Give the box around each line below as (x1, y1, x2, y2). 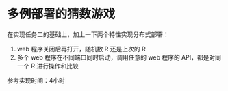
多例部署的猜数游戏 (7, 6, 116, 22)
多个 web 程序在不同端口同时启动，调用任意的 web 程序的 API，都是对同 (16, 53, 221, 62)
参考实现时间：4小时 (7, 76, 66, 84)
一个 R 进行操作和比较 (16, 62, 79, 70)
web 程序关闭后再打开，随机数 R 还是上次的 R (16, 44, 146, 53)
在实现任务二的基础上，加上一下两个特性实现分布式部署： (7, 30, 169, 38)
